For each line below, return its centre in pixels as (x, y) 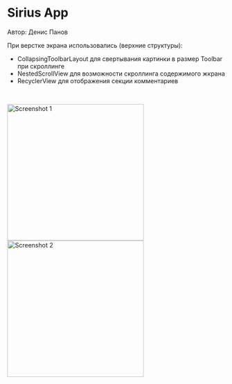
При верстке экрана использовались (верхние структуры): (95, 45)
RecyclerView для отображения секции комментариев (98, 80)
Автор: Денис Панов (37, 32)
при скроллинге (41, 66)
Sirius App (38, 13)
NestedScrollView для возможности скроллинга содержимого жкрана (121, 73)
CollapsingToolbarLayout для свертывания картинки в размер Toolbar (120, 59)
